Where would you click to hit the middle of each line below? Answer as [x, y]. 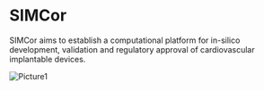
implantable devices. [48, 59]
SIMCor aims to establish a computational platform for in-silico [125, 40]
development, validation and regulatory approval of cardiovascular [132, 49]
